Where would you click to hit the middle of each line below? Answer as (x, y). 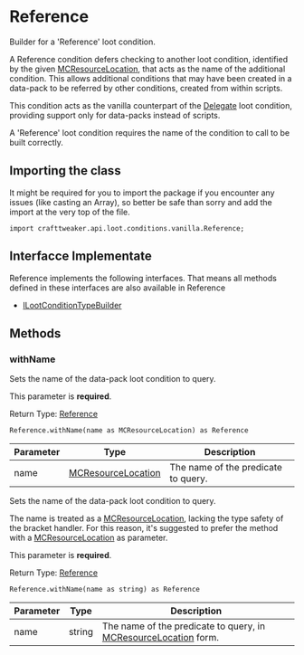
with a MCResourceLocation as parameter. (89, 538)
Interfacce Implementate (81, 256)
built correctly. (36, 142)
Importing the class (65, 171)
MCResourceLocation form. (161, 638)
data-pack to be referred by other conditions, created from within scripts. (146, 88)
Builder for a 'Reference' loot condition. (82, 42)
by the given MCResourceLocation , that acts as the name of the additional (147, 69)
